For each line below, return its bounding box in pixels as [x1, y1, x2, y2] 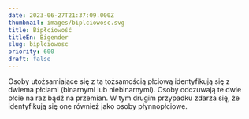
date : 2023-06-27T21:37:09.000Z [8, 11, 114, 20]
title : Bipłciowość [8, 26, 72, 34]
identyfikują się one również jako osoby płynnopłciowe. [8, 101, 188, 110]
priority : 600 [8, 48, 55, 56]
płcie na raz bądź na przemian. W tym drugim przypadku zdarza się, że [8, 93, 240, 103]
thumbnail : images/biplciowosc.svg [8, 19, 125, 27]
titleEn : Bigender [8, 33, 69, 41]
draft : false [8, 56, 51, 63]
